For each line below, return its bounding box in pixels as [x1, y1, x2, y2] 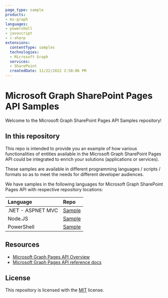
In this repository [5, 132, 60, 141]
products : [5, 12, 26, 17]
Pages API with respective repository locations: [5, 186, 103, 192]
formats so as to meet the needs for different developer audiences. [5, 171, 144, 177]
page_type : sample [5, 7, 44, 13]
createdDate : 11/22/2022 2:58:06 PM [10, 69, 87, 74]
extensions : [5, 40, 30, 45]
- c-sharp [5, 36, 26, 41]
